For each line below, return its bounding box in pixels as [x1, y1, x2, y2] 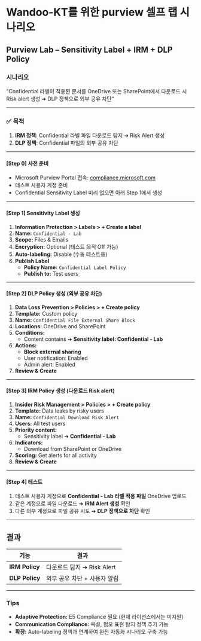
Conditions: [14, 329, 45, 336]
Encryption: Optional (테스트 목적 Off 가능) [14, 243, 118, 250]
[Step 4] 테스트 [6, 478, 43, 485]
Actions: [14, 341, 37, 349]
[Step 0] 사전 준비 [6, 160, 49, 167]
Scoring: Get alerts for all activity [14, 451, 98, 459]
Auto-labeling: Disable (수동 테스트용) [14, 251, 108, 258]
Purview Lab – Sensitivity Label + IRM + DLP [6, 44, 173, 54]
